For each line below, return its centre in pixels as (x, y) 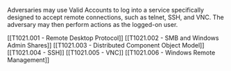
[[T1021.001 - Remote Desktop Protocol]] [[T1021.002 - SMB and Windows (113, 38)
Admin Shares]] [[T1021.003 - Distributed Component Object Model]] (106, 45)
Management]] (28, 60)
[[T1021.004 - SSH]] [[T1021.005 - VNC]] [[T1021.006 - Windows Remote (111, 52)
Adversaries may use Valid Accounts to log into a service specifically (106, 10)
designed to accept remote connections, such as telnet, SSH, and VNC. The (115, 17)
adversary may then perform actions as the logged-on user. (93, 24)
